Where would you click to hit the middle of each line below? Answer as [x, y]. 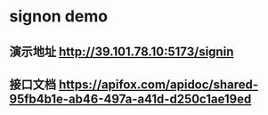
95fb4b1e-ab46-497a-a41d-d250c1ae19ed [130, 99]
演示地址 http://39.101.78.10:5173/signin [122, 51]
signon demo [59, 16]
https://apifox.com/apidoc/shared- [158, 84]
